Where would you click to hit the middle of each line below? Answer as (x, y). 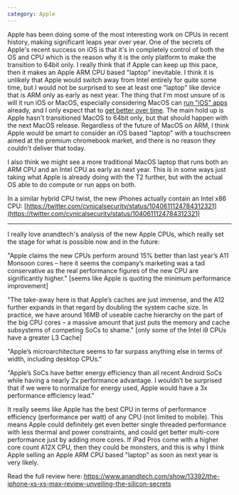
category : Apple (31, 14)
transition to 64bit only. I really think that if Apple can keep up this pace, (113, 64)
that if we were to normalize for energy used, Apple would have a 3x (107, 388)
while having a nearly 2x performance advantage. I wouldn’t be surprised (115, 380)
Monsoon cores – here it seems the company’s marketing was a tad (106, 263)
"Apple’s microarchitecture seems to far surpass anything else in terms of (115, 351)
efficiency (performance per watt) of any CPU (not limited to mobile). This (116, 417)
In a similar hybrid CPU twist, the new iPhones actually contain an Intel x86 (117, 198)
